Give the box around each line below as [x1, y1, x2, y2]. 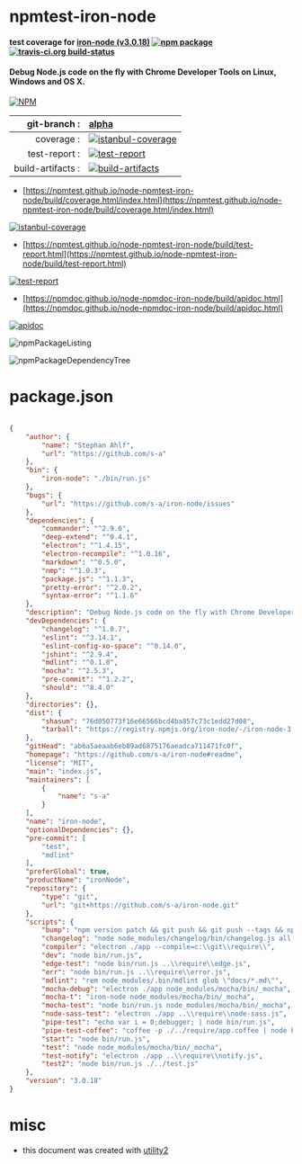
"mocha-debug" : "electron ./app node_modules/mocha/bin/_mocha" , [41, 984, 292, 993]
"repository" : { [25, 884, 87, 893]
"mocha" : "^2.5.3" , [41, 667, 115, 676]
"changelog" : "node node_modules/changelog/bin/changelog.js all [41, 934, 292, 944]
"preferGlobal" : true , [25, 867, 111, 876]
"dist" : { [25, 708, 63, 717]
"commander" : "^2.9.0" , [41, 524, 130, 533]
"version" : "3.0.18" [25, 1077, 102, 1086]
